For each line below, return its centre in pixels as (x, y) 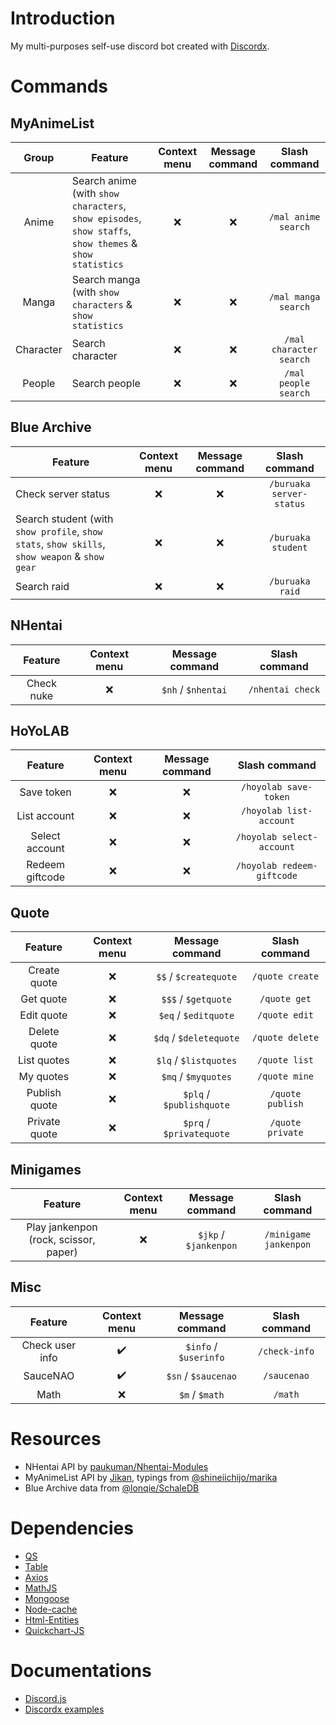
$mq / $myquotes (197, 1077)
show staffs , (101, 230)
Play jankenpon (62, 1227)
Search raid (42, 586)
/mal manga (294, 296)
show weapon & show (60, 556)
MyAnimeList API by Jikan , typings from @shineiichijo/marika (151, 1477)
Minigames (46, 1169)
